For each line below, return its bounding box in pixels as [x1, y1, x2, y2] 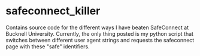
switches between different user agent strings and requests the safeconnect [5, 36, 195, 43]
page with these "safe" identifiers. [5, 43, 90, 50]
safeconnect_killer [5, 4, 101, 18]
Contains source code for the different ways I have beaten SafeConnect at [5, 24, 189, 31]
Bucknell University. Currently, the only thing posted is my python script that [5, 30, 194, 37]
